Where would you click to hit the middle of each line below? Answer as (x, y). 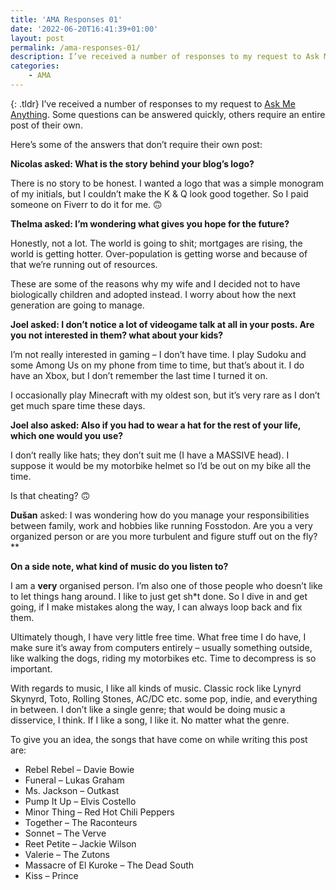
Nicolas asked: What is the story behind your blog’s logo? (132, 163)
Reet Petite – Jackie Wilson (80, 843)
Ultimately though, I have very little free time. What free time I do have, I (158, 637)
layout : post (37, 38)
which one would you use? (67, 435)
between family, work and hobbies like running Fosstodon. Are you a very (161, 525)
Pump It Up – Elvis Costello (80, 801)
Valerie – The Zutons (67, 854)
